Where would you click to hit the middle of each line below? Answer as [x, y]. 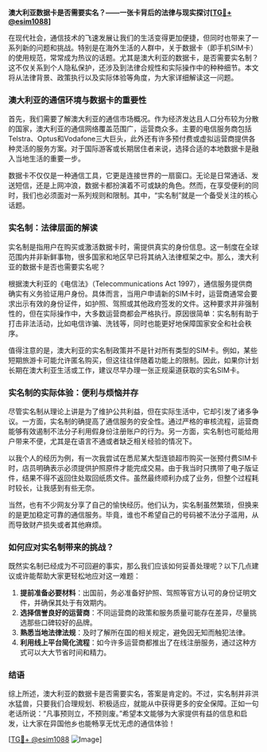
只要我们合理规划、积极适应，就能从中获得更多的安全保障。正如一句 [147, 704]
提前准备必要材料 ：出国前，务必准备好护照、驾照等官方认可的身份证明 [135, 593]
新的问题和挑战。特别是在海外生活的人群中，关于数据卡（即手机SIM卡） [140, 48]
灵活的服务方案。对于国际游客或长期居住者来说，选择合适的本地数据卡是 [133, 149]
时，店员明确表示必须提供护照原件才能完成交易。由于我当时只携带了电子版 [130, 467]
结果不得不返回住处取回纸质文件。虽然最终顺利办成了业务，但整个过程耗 [140, 478]
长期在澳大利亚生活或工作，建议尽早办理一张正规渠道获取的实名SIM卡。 [126, 370]
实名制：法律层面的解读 [53, 228]
